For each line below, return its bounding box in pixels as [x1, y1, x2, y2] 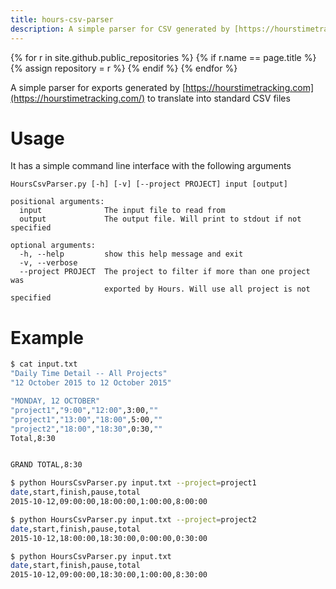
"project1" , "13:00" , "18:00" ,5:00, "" [10, 414, 163, 425]
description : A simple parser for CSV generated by [10, 24, 230, 34]
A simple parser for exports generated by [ [10, 81, 187, 93]
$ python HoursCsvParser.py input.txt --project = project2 [10, 514, 257, 525]
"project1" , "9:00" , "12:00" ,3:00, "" [10, 405, 159, 415]
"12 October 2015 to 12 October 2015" [10, 378, 172, 388]
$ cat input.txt [10, 359, 78, 370]
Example [10, 326, 84, 349]
